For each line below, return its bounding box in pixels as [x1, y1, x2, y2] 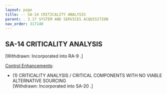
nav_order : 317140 [5, 21, 43, 26]
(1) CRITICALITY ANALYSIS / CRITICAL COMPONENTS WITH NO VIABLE [12, 72, 162, 78]
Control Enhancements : [5, 63, 54, 69]
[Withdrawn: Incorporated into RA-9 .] [5, 53, 83, 59]
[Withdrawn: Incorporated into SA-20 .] [12, 83, 93, 89]
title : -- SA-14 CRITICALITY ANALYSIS [5, 12, 86, 17]
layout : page [5, 7, 32, 12]
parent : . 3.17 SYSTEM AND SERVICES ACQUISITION [5, 16, 108, 21]
